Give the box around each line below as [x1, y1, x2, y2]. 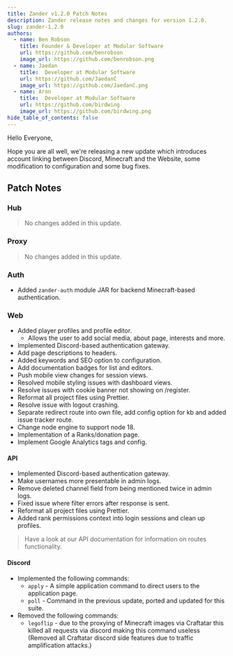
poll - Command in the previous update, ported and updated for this [27, 596, 225, 605]
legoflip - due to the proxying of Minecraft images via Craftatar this [27, 618, 225, 627]
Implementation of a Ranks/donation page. [17, 431, 140, 439]
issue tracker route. [17, 415, 74, 424]
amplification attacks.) [27, 641, 92, 649]
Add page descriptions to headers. [17, 349, 117, 357]
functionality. [24, 543, 62, 551]
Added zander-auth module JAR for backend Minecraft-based [17, 285, 195, 294]
